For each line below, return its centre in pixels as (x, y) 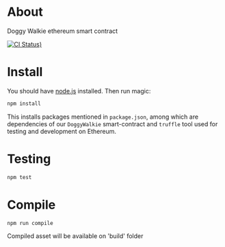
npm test (19, 177)
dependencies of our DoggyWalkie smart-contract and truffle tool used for (112, 123)
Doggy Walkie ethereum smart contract (63, 31)
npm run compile (30, 223)
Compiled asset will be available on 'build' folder (75, 236)
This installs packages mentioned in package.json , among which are (103, 117)
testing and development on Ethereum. (62, 131)
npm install (24, 104)
